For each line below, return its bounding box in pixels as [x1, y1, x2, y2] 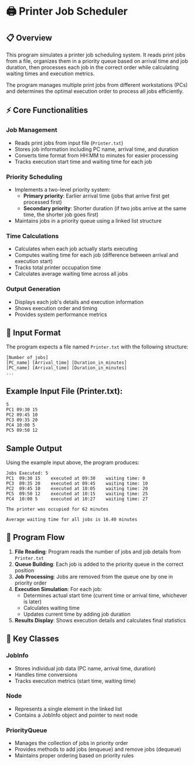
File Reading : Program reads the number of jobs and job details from [14, 548, 181, 555]
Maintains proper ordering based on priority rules [14, 752, 134, 759]
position [14, 566, 35, 573]
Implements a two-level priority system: [14, 186, 111, 193]
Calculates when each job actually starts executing [14, 245, 138, 253]
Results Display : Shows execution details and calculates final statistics [14, 616, 186, 623]
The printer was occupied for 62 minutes [6, 506, 109, 512]
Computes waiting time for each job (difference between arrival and [14, 251, 179, 259]
